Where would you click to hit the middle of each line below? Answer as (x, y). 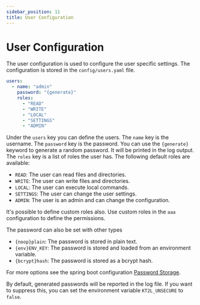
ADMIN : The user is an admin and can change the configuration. (92, 200)
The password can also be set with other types (64, 230)
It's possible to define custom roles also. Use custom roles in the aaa (91, 212)
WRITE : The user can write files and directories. (72, 181)
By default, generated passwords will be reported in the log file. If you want (99, 284)
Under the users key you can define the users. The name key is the (88, 137)
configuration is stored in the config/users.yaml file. (71, 70)
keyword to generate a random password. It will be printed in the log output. (100, 150)
